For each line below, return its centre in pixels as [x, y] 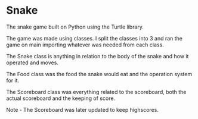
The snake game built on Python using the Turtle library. [75, 27]
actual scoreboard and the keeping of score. [61, 98]
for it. [13, 80]
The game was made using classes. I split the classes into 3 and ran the [95, 38]
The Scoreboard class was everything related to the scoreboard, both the [96, 92]
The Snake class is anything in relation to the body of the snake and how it [98, 56]
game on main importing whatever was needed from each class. [85, 45]
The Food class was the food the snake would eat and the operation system [99, 74]
